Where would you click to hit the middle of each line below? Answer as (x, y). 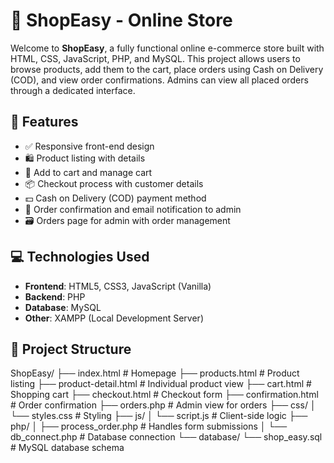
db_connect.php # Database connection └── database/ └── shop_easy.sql (166, 437)
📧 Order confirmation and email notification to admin (133, 209)
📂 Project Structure (71, 349)
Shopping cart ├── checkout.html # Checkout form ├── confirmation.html (164, 395)
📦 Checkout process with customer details (114, 183)
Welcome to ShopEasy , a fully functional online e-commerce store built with (167, 48)
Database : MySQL (63, 307)
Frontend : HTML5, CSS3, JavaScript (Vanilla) (118, 286)
